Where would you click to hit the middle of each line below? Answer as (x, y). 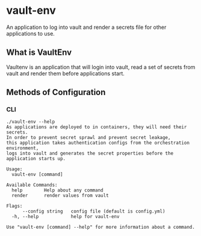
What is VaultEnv (39, 53)
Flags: (14, 206)
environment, (23, 148)
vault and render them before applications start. (66, 73)
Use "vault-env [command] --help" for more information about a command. (101, 227)
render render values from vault (60, 196)
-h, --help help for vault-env (66, 217)
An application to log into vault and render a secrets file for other (86, 27)
